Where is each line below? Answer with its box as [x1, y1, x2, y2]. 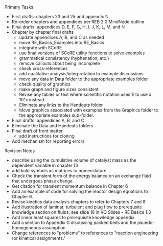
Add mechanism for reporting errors [11, 138, 85, 144]
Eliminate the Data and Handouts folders [11, 123, 93, 129]
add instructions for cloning [19, 133, 75, 139]
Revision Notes [4, 148, 35, 154]
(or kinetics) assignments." [11, 235, 66, 241]
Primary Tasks [4, 4, 34, 10]
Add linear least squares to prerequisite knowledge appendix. [11, 215, 136, 220]
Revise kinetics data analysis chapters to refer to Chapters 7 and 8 [11, 199, 146, 204]
